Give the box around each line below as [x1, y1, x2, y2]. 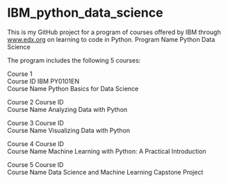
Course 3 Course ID [7, 118, 64, 127]
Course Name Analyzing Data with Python [7, 105, 128, 113]
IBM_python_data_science [7, 5, 163, 21]
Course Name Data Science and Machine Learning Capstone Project [7, 168, 204, 176]
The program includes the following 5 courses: [7, 56, 141, 64]
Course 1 [7, 70, 33, 78]
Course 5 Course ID [7, 160, 64, 168]
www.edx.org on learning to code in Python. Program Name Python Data [7, 35, 215, 43]
